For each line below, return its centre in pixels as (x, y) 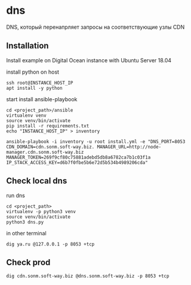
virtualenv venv (26, 115)
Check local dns (37, 181)
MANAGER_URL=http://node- (129, 147)
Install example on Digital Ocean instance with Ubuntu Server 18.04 (89, 60)
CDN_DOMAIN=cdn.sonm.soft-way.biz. (50, 147)
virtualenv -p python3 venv (41, 211)
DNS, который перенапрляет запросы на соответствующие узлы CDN (95, 27)
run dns (16, 195)
